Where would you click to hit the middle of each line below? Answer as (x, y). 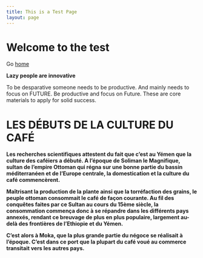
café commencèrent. (33, 180)
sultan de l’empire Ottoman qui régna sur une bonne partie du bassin (95, 167)
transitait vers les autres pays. (45, 248)
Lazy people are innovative (41, 76)
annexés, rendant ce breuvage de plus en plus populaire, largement (93, 218)
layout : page (23, 18)
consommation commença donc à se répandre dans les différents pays (98, 211)
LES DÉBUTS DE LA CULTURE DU (90, 125)
